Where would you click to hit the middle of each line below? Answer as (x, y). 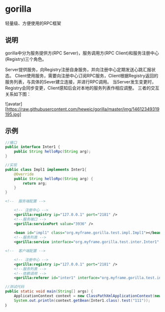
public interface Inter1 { (33, 147)
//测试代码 (15, 287)
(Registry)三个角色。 (26, 59)
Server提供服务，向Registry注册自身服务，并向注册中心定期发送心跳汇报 (78, 69)
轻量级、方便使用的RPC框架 (33, 23)
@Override (24, 174)
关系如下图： (18, 94)
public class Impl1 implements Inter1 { (46, 169)
